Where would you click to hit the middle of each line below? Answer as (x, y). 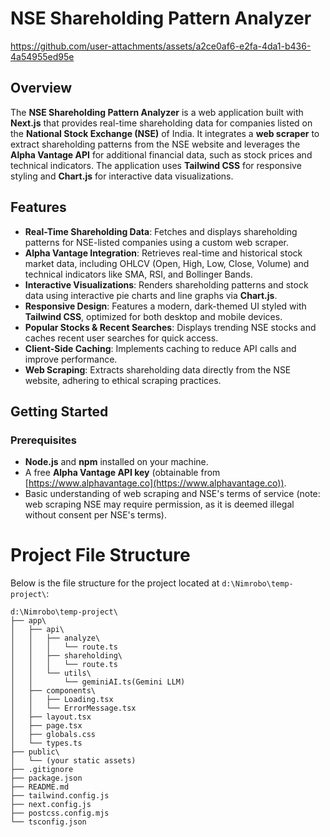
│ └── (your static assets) (73, 761)
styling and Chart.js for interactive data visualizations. (122, 176)
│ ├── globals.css (53, 735)
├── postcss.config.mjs (60, 813)
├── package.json (46, 778)
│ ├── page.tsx (46, 726)
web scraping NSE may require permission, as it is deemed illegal (159, 504)
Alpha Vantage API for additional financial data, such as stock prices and (161, 154)
